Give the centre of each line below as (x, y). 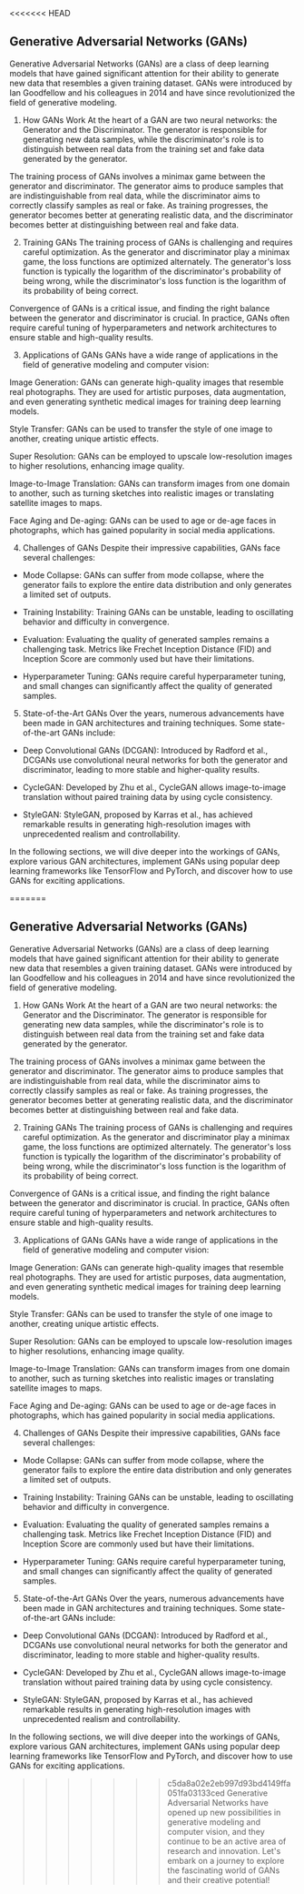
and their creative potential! (219, 1879)
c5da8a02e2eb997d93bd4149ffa (229, 1783)
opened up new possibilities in (224, 1812)
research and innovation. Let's (224, 1850)
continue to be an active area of (227, 1841)
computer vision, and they (216, 1831)
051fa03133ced (196, 1793)
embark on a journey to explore (226, 1860)
